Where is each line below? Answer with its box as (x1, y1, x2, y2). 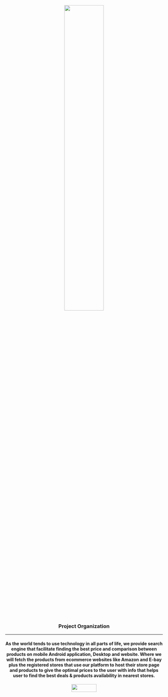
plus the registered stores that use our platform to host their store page (8, 661, 159, 668)
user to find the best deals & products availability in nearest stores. (12, 672, 155, 678)
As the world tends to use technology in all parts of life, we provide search (5, 640, 163, 646)
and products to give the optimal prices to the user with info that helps (9, 667, 158, 673)
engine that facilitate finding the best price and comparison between (11, 646, 157, 652)
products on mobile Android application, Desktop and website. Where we (6, 651, 161, 657)
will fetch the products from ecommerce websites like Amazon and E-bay (6, 656, 162, 662)
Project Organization (58, 622, 110, 629)
